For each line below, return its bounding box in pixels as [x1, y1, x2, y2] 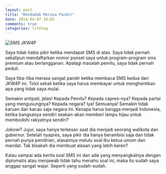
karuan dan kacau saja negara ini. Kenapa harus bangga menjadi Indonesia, [5, 106, 161, 112]
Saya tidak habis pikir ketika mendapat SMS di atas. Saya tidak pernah [5, 50, 150, 56]
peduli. [5, 66, 19, 72]
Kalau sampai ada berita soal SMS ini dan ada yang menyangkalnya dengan [5, 152, 161, 158]
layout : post [5, 7, 32, 13]
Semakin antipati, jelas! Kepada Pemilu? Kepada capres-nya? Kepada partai [5, 96, 161, 102]
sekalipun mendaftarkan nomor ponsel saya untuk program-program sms [5, 55, 156, 61]
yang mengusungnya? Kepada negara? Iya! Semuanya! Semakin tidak [5, 101, 148, 107]
